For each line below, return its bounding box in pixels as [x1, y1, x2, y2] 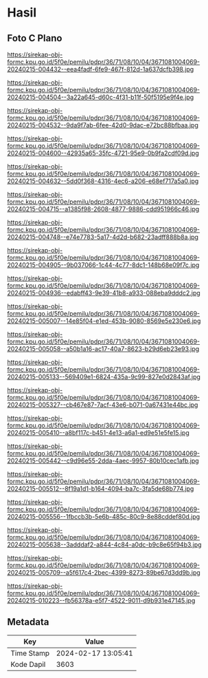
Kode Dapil [10, 659, 46, 669]
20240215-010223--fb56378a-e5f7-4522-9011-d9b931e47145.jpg [7, 597, 196, 604]
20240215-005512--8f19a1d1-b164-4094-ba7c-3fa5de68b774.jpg [7, 485, 194, 493]
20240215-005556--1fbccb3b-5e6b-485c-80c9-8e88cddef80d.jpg [7, 513, 200, 520]
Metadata [7, 616, 49, 628]
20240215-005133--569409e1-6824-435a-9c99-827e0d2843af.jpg [7, 373, 201, 381]
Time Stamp [10, 648, 50, 658]
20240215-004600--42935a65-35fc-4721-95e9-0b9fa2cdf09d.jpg [7, 149, 199, 157]
